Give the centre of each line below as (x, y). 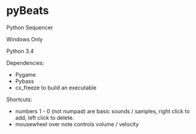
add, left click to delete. (44, 118)
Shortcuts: (19, 99)
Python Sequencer (30, 27)
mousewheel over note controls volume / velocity (77, 124)
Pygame (26, 74)
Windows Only (25, 39)
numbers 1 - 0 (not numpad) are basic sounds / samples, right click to (102, 111)
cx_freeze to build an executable (56, 87)
